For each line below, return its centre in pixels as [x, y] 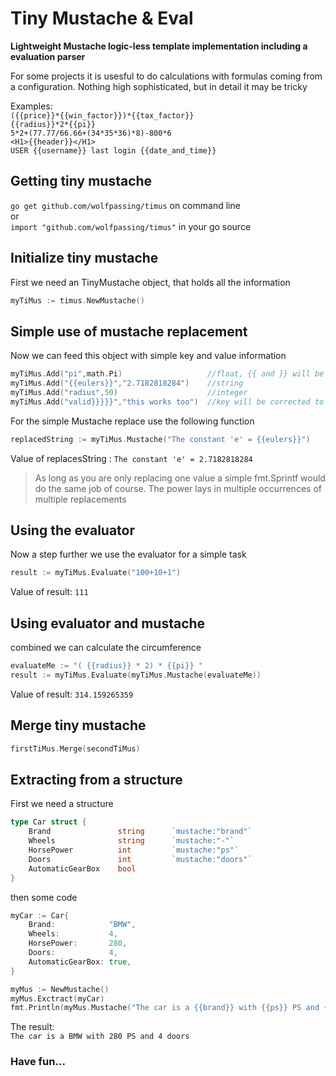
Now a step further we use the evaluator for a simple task [128, 554]
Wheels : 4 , [73, 934]
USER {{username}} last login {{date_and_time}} [113, 150]
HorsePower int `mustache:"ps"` [134, 850]
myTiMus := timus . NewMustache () [77, 300]
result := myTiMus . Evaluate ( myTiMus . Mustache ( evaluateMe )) [136, 675]
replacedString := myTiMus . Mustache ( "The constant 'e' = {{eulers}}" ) [160, 439]
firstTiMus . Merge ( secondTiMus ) [75, 748]
